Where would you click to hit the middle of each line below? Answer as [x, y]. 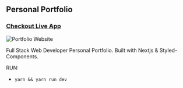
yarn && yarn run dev [41, 79]
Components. [22, 56]
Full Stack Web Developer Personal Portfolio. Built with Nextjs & [82, 50]
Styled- [168, 50]
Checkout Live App [34, 26]
